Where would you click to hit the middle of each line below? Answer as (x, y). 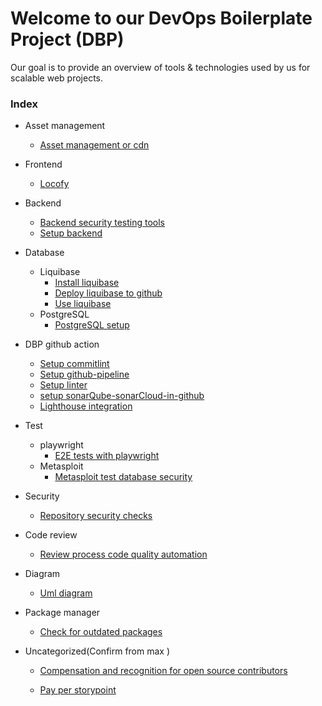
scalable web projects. (56, 78)
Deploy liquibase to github (108, 293)
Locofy (54, 184)
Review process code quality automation (123, 554)
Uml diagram (66, 593)
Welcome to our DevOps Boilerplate (161, 18)
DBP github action (62, 344)
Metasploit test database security (123, 477)
